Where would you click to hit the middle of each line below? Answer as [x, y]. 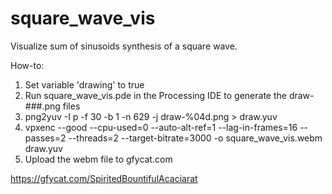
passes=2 [45, 138]
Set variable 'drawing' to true [84, 84]
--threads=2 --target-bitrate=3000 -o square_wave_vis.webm [195, 138]
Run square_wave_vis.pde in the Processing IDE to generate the [155, 95]
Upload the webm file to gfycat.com [98, 159]
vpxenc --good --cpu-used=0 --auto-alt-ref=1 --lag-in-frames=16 [161, 127]
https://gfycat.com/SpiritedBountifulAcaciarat [104, 178]
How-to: [27, 65]
